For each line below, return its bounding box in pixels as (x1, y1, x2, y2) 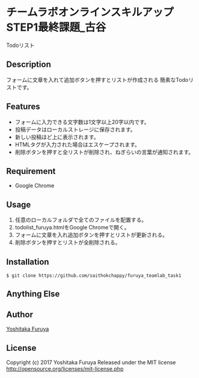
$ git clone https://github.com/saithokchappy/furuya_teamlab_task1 (6, 273, 182, 279)
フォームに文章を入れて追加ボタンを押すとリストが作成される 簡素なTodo (6, 76, 189, 83)
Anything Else (6, 289, 60, 299)
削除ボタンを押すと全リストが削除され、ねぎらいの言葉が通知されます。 (14, 148, 194, 155)
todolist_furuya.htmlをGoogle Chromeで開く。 (14, 224, 130, 231)
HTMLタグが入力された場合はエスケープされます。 (14, 141, 140, 148)
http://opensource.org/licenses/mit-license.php (6, 365, 124, 373)
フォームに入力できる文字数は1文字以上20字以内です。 (14, 118, 150, 125)
